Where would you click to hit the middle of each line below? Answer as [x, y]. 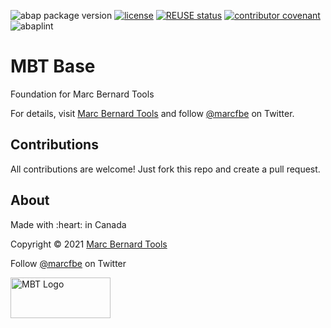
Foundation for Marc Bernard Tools [82, 94]
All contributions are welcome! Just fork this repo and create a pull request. [165, 169]
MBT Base [53, 66]
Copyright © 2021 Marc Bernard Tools [89, 244]
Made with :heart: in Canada [68, 224]
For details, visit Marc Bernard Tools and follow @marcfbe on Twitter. [152, 113]
